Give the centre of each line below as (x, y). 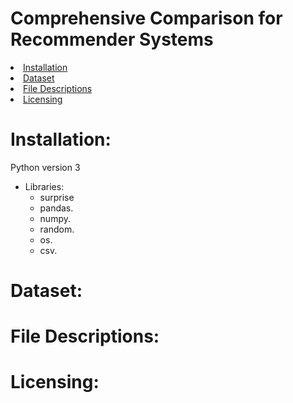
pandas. (56, 208)
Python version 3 (45, 167)
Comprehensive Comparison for (146, 18)
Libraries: (44, 186)
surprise (57, 197)
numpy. (55, 218)
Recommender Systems (112, 39)
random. (57, 229)
